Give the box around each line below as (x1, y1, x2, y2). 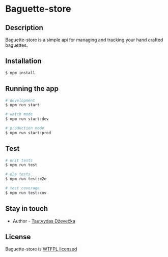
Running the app (5, 84, 59, 93)
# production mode (5, 125, 44, 131)
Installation (5, 57, 42, 66)
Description (5, 23, 43, 32)
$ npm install (5, 70, 36, 75)
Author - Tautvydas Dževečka (12, 218, 75, 224)
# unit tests (5, 158, 33, 163)
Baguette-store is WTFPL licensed (5, 246, 77, 252)
